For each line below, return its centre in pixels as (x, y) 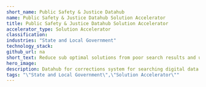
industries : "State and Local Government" (61, 40)
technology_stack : (30, 47)
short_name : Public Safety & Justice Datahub (65, 12)
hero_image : (21, 63)
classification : (27, 35)
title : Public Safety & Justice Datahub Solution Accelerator (87, 23)
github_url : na (26, 52)
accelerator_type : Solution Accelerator (59, 29)
